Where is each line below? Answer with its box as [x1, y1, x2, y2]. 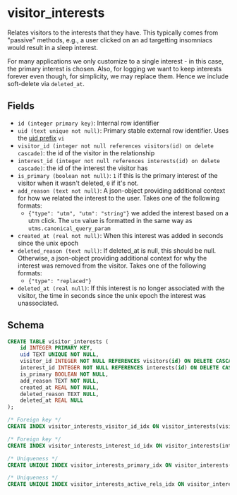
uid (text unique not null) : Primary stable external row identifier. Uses [17, 126, 229, 135]
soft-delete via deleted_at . [7, 79, 85, 88]
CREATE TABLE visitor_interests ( [7, 338, 109, 345]
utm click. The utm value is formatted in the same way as [28, 216, 193, 225]
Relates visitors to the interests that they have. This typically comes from [7, 28, 219, 37]
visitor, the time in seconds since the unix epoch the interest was [17, 291, 207, 299]
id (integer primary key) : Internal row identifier [17, 119, 160, 127]
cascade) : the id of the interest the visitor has [17, 164, 148, 172]
